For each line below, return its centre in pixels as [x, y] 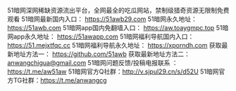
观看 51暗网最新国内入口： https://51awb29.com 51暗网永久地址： [102, 19]
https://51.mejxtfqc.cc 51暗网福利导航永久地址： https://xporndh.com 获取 [114, 45]
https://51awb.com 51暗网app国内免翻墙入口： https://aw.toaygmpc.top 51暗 [118, 28]
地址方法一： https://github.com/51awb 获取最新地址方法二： [101, 54]
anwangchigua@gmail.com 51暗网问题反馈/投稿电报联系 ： [93, 63]
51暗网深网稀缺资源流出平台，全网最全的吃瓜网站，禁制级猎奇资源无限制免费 [118, 10]
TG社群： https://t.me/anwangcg [60, 80]
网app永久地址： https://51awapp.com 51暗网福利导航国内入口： [101, 36]
